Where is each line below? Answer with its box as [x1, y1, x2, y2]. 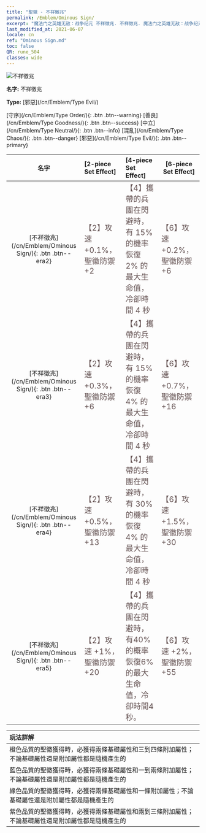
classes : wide [6, 55, 43, 61]
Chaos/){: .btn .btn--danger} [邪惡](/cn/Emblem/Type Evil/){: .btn [6, 134, 170, 142]
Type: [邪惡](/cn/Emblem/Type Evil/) [6, 98, 99, 106]
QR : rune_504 [6, 49, 40, 55]
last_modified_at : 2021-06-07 [6, 26, 84, 33]
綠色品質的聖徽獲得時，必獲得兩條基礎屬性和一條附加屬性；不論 [9, 786, 194, 795]
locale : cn [6, 32, 34, 38]
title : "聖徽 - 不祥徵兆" [6, 9, 67, 15]
